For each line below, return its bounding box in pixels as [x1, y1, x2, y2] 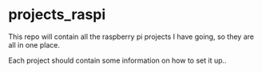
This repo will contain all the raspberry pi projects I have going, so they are [8, 32, 254, 41]
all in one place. [8, 40, 60, 49]
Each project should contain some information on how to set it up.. [8, 56, 227, 65]
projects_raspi [8, 6, 106, 24]
